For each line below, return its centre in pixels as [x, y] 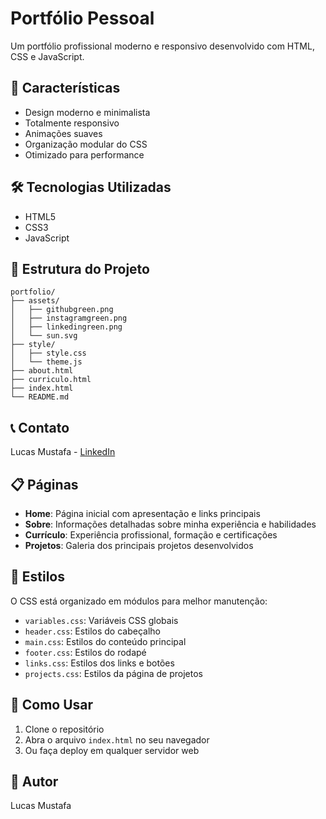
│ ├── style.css [48, 353]
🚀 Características [65, 88]
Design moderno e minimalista [87, 112]
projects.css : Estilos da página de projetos [114, 673]
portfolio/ [33, 292]
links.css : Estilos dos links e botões [99, 663]
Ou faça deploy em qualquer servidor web [112, 750]
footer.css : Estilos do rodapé [85, 652]
